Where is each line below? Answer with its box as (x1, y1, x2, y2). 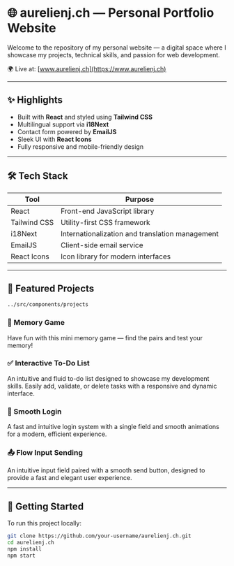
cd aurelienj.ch (7, 539, 54, 546)
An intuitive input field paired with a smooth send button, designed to (7, 466, 205, 474)
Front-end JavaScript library (60, 206, 155, 216)
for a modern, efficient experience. (7, 430, 107, 438)
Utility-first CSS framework (60, 217, 151, 227)
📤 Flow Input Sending (7, 448, 84, 458)
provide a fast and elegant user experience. (7, 474, 132, 482)
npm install (7, 546, 42, 553)
